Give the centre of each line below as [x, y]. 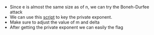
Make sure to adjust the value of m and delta [55, 22]
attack [16, 12]
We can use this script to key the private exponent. [61, 17]
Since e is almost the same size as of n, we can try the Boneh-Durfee [79, 7]
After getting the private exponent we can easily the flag [66, 27]
